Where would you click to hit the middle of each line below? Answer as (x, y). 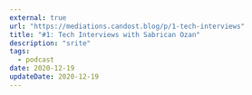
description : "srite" (50, 43)
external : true (38, 18)
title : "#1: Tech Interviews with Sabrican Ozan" (105, 34)
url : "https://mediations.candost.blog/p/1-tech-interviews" (127, 26)
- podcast (36, 60)
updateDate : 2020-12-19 (54, 77)
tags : (19, 52)
